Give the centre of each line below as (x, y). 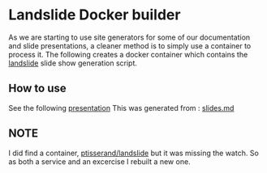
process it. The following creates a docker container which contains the (128, 54)
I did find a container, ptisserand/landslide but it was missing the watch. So (134, 153)
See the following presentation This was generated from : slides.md (121, 108)
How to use (37, 89)
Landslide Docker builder (95, 15)
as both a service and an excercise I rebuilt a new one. (99, 161)
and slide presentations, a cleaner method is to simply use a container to (130, 45)
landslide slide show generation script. (73, 63)
